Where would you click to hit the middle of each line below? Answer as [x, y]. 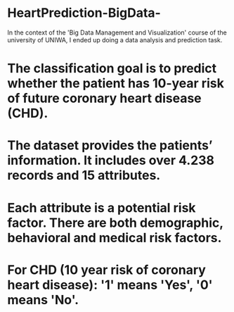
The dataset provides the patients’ [110, 145]
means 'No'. [43, 300]
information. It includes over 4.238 [111, 161]
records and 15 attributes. [84, 176]
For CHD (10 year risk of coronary [106, 270]
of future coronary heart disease [104, 98]
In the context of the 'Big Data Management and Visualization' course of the [117, 32]
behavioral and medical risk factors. [115, 238]
